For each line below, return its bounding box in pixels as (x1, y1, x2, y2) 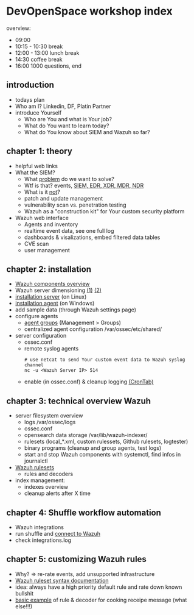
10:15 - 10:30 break (15, 43, 63, 50)
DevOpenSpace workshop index (6, 4, 173, 18)
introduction (6, 80, 55, 90)
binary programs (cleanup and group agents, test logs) (24, 444, 162, 452)
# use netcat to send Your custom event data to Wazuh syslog (24, 357, 185, 363)
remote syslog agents (24, 345, 79, 352)
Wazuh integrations (15, 524, 64, 531)
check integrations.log (15, 536, 72, 544)
